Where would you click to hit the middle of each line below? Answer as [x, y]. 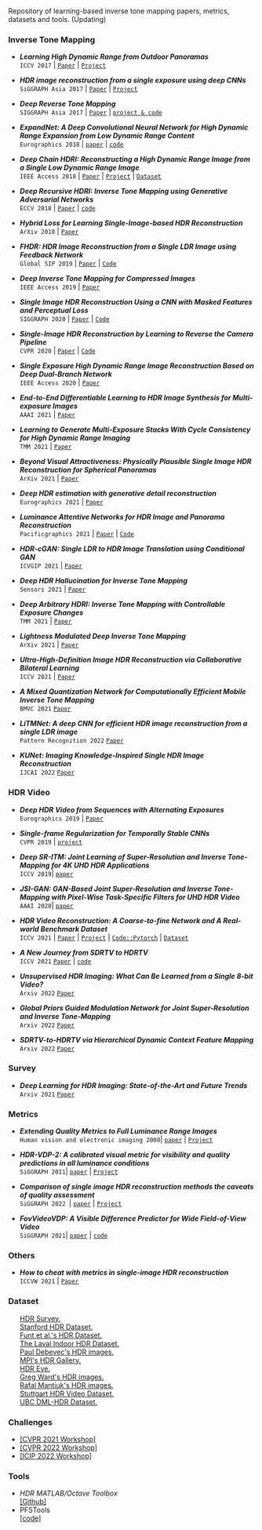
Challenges [30, 1422]
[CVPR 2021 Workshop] [58, 1439]
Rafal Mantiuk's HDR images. [66, 1385]
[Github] [33, 1502]
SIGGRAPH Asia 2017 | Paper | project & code [91, 112]
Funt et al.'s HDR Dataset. [61, 1335]
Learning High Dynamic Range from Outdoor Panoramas [114, 57]
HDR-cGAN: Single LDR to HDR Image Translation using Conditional [132, 549]
